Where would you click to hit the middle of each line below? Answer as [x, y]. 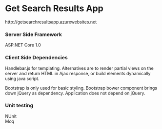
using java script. [22, 79]
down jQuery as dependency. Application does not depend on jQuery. [75, 93]
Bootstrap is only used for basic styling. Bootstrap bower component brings [81, 88]
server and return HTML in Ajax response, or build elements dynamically [78, 73]
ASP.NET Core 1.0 [23, 45]
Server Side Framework [34, 34]
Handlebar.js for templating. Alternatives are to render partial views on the [79, 68]
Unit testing [19, 106]
